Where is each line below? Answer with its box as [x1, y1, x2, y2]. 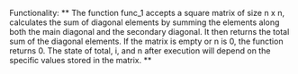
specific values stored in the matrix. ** [9, 55, 152, 65]
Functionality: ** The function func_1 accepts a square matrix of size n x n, [9, 8, 285, 18]
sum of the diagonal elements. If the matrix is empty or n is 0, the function [9, 36, 284, 46]
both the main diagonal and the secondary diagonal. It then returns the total [9, 27, 290, 37]
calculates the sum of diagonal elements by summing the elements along [9, 17, 280, 28]
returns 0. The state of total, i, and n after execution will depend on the [9, 45, 271, 56]
